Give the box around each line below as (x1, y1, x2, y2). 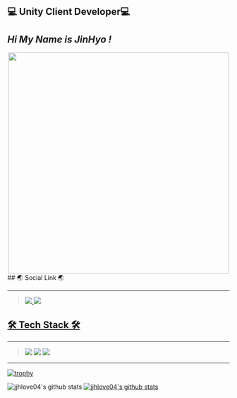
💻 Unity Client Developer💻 (7, 6, 130, 18)
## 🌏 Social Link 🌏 (7, 274, 65, 282)
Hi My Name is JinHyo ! (7, 33, 112, 45)
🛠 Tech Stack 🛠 (7, 319, 80, 331)
